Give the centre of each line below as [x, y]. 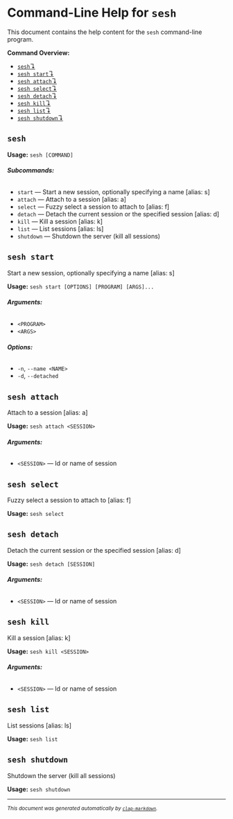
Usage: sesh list [33, 739]
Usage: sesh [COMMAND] [41, 155]
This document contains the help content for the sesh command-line [105, 32]
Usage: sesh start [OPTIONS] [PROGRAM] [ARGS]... [81, 286]
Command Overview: [38, 53]
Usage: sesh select [36, 514]
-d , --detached [38, 376]
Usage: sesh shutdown [39, 789]
